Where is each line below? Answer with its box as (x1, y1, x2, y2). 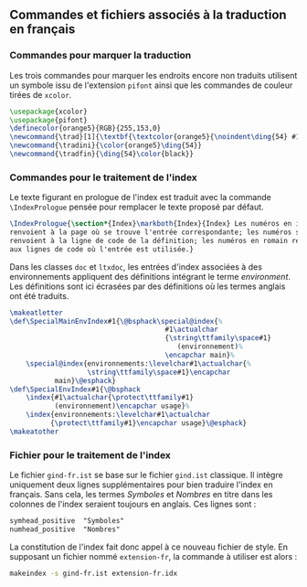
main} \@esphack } (54, 376, 117, 385)
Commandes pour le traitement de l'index (9, 171, 198, 184)
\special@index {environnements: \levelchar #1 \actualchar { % (26, 358, 251, 368)
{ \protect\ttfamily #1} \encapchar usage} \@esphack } (49, 419, 248, 428)
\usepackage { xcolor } (9, 107, 89, 116)
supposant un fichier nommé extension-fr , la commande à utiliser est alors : (9, 550, 298, 561)
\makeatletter (9, 308, 64, 317)
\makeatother (9, 427, 59, 436)
